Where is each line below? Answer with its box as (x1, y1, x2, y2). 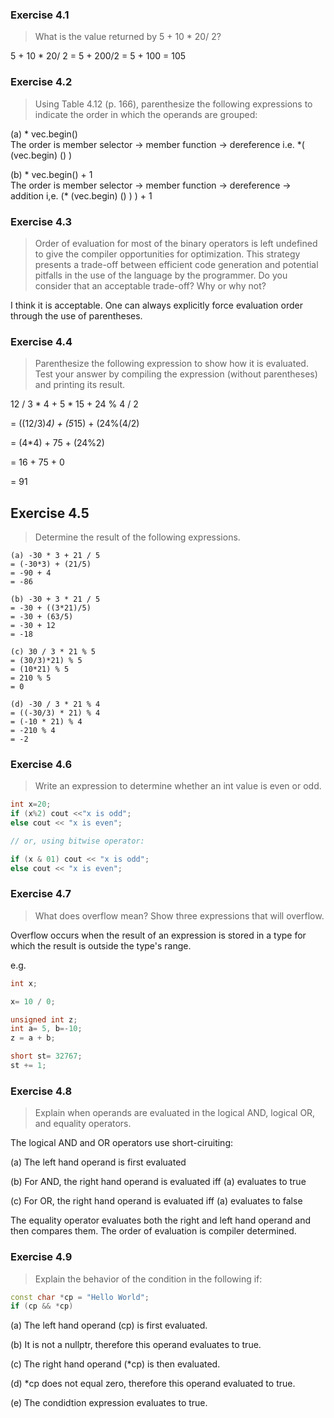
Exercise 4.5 (10, 504, 90, 522)
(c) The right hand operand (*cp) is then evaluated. (10, 1358, 221, 1370)
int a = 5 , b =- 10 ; (10, 1024, 83, 1034)
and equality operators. (34, 1118, 132, 1130)
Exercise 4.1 (10, 8, 70, 22)
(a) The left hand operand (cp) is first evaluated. (10, 1319, 208, 1332)
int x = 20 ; (10, 799, 52, 810)
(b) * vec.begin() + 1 (10, 168, 93, 180)
